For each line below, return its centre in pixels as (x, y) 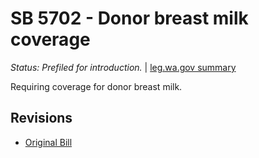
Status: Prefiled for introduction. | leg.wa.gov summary (123, 67)
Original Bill (48, 142)
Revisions (41, 118)
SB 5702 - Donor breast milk (129, 18)
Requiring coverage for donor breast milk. (96, 86)
